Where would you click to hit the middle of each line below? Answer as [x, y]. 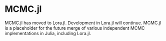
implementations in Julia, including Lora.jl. [48, 33]
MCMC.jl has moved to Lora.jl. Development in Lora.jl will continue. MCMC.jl [83, 23]
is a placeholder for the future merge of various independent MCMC [75, 28]
